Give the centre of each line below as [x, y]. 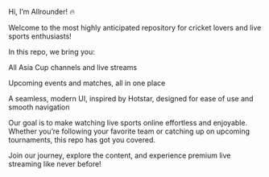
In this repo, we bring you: [52, 52]
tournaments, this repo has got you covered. [82, 140]
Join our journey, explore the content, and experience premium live [120, 155]
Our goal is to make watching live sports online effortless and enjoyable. [128, 123]
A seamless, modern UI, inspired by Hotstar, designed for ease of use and [131, 99]
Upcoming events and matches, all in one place [87, 83]
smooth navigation [39, 107]
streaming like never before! [55, 164]
